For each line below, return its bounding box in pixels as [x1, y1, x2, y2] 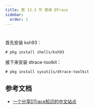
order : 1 [10, 17, 28, 22]
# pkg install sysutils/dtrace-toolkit [5, 69, 89, 74]
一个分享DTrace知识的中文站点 [12, 98, 77, 104]
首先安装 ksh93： [5, 39, 42, 46]
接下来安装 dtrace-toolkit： [5, 59, 62, 65]
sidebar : [5, 12, 24, 17]
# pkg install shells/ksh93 [5, 49, 65, 55]
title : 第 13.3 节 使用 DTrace [5, 7, 68, 13]
